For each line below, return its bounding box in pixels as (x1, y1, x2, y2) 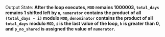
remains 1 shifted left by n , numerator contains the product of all (5, 10, 142, 16)
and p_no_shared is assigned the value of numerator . (5, 26, 116, 32)
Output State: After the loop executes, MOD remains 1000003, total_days (5, 5, 159, 10)
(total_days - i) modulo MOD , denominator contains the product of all (5, 15, 153, 21)
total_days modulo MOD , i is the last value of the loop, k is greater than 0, (5, 20, 160, 26)
